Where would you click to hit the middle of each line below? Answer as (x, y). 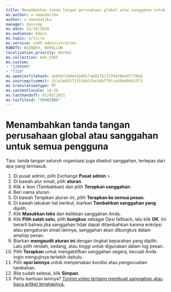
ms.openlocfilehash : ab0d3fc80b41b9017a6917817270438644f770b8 (74, 76)
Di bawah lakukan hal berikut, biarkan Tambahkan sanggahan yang (84, 203)
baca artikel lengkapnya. (39, 284)
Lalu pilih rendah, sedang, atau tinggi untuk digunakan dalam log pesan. (89, 246)
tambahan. (24, 268)
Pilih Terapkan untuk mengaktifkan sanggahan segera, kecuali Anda (85, 252)
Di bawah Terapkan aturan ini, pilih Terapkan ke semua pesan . (79, 198)
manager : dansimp (24, 24)
